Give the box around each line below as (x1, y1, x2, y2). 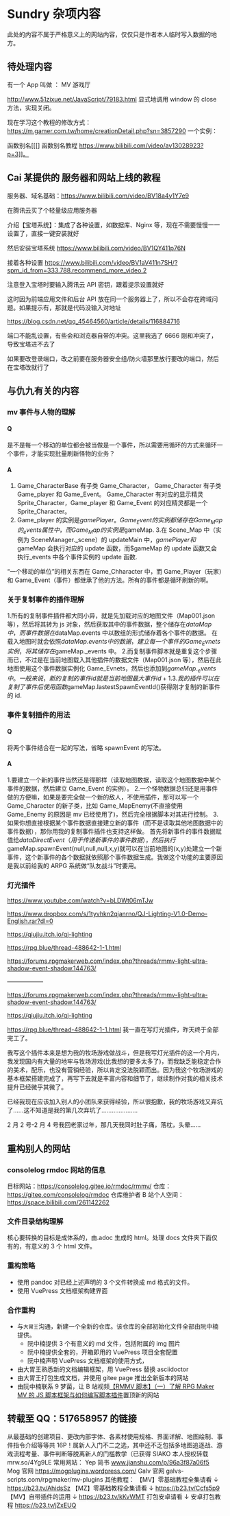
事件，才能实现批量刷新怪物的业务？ (12, 450, 115, 458)
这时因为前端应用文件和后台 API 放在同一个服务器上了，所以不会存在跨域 (7, 294, 212, 303)
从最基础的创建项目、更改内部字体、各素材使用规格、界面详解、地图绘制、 (7, 1432, 217, 1441)
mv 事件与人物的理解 (7, 407, 76, 417)
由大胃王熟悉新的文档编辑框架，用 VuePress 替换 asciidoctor (16, 1365, 189, 1373)
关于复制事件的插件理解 (7, 594, 84, 604)
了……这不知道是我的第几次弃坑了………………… (7, 1106, 138, 1115)
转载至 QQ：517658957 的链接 (7, 1413, 137, 1425)
